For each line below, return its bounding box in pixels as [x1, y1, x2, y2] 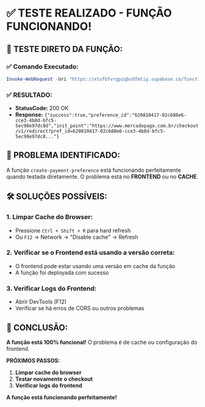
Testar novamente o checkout [15, 375, 93, 383]
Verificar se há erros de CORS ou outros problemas [15, 305, 145, 312]
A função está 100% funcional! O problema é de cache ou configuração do [6, 338, 198, 346]
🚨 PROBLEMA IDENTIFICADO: [6, 150, 121, 160]
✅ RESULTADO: [6, 91, 53, 99]
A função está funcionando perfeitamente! [6, 394, 117, 401]
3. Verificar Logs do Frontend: [6, 284, 97, 293]
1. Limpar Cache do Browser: [6, 213, 93, 222]
